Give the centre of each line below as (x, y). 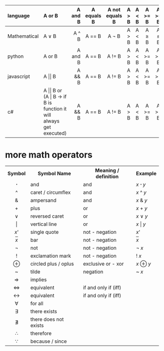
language (19, 16)
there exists (43, 311)
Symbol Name (54, 173)
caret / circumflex (50, 192)
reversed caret (47, 216)
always (51, 121)
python (16, 56)
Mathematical (23, 36)
